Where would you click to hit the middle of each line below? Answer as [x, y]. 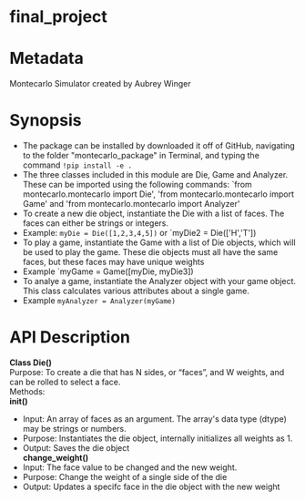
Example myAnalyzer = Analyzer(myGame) [99, 301]
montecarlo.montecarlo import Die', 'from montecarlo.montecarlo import [158, 194]
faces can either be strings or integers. [96, 223]
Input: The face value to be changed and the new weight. [130, 467]
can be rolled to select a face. [65, 382]
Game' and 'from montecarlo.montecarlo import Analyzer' [131, 204]
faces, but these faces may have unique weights [113, 262]
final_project [58, 17]
